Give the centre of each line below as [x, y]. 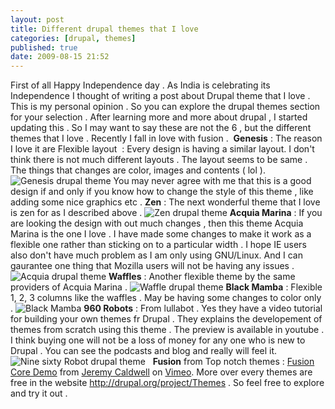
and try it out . [39, 393]
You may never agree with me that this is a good [212, 181]
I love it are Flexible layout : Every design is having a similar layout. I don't [162, 149]
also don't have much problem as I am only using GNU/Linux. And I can [156, 255]
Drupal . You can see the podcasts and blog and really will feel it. [144, 351]
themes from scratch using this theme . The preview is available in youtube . [167, 330]
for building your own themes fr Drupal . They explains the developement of [166, 319]
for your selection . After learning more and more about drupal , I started [159, 117]
